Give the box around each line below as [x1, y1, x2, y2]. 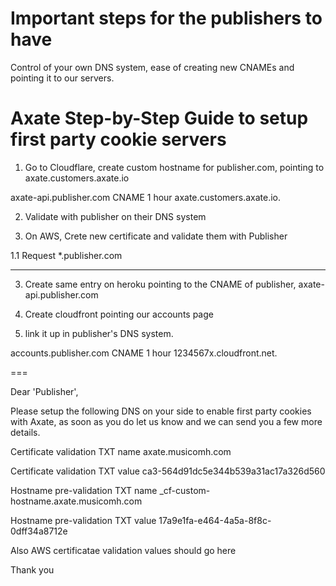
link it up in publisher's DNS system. [24, 327, 174, 339]
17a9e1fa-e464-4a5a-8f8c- [158, 514, 272, 526]
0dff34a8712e [10, 525, 68, 537]
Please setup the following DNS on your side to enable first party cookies [10, 405, 312, 417]
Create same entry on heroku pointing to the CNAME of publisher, [24, 278, 297, 290]
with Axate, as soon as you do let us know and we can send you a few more [10, 415, 323, 427]
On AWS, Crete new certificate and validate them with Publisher [24, 230, 288, 242]
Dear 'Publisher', [10, 385, 79, 397]
